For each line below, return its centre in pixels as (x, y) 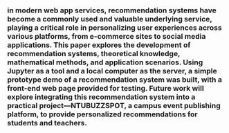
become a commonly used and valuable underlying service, (110, 19)
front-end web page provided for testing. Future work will (106, 88)
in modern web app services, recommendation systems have (112, 10)
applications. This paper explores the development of (99, 45)
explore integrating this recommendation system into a (101, 97)
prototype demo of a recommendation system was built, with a (115, 80)
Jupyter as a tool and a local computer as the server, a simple (112, 71)
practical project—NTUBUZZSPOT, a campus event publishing (114, 105)
